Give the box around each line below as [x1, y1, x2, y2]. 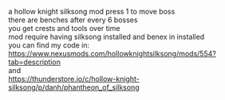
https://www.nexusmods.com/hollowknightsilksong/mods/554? [8, 49, 217, 58]
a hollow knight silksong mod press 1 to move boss [8, 7, 176, 16]
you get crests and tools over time [8, 24, 120, 33]
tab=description [8, 57, 61, 67]
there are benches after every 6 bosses [8, 15, 138, 25]
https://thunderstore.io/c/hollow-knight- [8, 75, 140, 83]
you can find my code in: [8, 40, 90, 50]
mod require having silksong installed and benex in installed [8, 32, 205, 41]
